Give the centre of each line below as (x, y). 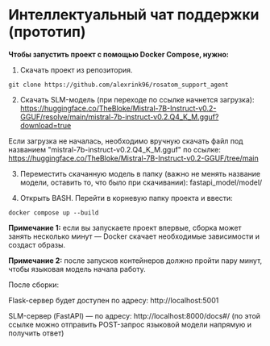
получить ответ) (36, 333)
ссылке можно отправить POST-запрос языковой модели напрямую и (130, 324)
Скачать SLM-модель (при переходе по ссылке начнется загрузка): (137, 99)
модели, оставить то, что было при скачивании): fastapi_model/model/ (141, 182)
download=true (46, 125)
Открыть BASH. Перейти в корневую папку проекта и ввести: (127, 198)
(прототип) (47, 32)
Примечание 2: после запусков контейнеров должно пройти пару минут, (135, 261)
